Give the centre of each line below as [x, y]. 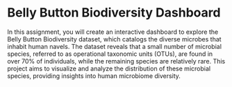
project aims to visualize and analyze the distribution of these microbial [109, 68]
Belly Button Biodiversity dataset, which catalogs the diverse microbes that [114, 39]
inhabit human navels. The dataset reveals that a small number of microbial [115, 46]
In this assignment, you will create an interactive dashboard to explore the [113, 32]
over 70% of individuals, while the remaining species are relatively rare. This [116, 61]
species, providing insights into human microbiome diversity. [94, 76]
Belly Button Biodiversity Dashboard [114, 13]
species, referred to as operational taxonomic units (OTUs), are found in [110, 54]
